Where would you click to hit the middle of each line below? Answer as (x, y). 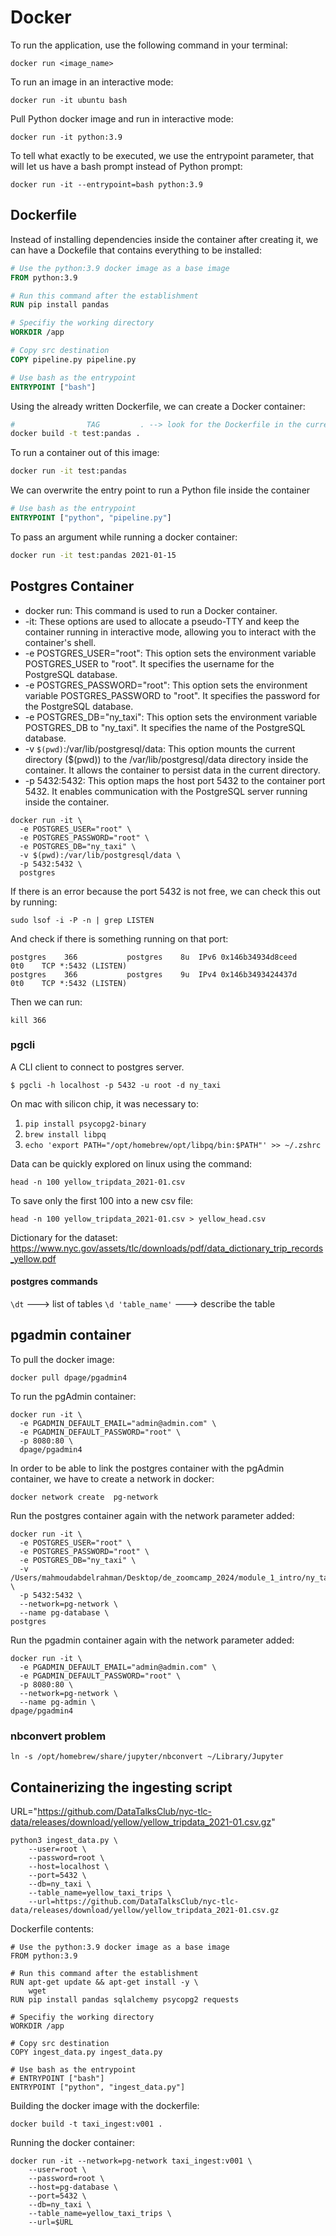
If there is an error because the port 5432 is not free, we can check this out (165, 891)
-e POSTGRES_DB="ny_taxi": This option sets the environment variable (171, 717)
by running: (34, 902)
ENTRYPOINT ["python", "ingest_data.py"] (98, 2087)
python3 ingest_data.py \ (64, 1840)
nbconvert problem (58, 1736)
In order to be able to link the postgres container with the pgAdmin (147, 1468)
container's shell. (60, 642)
